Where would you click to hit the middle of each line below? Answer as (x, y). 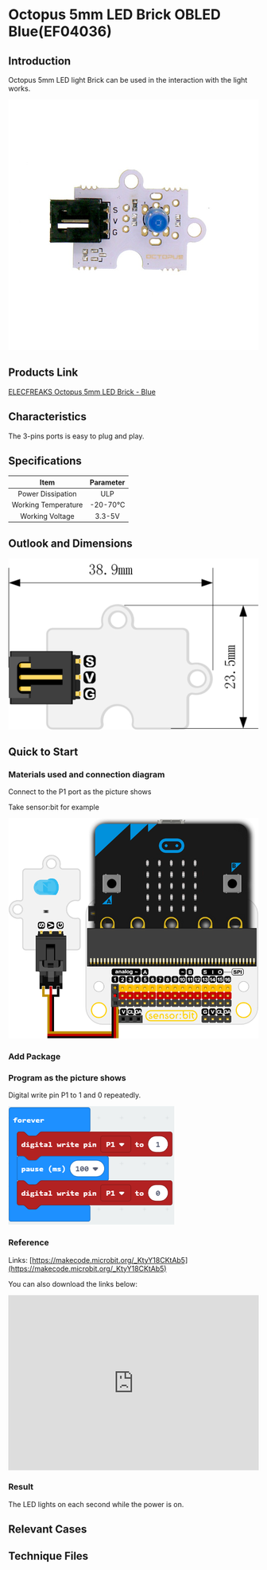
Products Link (43, 373)
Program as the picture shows (67, 1077)
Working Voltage (47, 516)
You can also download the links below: (73, 1284)
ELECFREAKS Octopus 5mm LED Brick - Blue (82, 392)
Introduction (40, 61)
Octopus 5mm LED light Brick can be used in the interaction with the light (128, 80)
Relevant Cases (48, 1529)
